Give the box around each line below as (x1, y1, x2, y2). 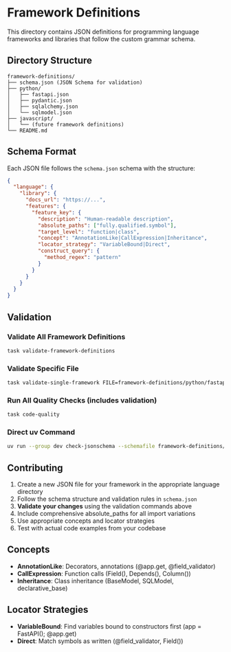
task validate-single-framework (7, 379, 100, 386)
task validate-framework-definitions (7, 347, 115, 355)
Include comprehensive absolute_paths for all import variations (16, 510, 196, 518)
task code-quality (7, 411, 60, 418)
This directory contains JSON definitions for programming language (7, 27, 199, 36)
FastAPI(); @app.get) (16, 629, 77, 638)
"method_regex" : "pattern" (43, 254, 122, 261)
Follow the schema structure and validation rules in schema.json (16, 495, 197, 503)
